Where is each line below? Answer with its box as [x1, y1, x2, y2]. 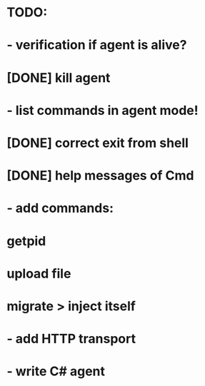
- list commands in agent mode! [6, 102, 199, 118]
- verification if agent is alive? [6, 37, 187, 54]
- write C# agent [6, 363, 105, 380]
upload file [6, 265, 71, 282]
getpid [6, 233, 46, 249]
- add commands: [6, 200, 114, 216]
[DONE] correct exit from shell [6, 135, 189, 151]
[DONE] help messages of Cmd [6, 168, 194, 184]
